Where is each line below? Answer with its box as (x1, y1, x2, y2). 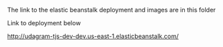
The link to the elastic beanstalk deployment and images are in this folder (7, 6, 216, 14)
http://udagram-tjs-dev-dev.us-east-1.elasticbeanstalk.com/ (7, 32, 179, 40)
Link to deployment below (7, 19, 81, 27)
